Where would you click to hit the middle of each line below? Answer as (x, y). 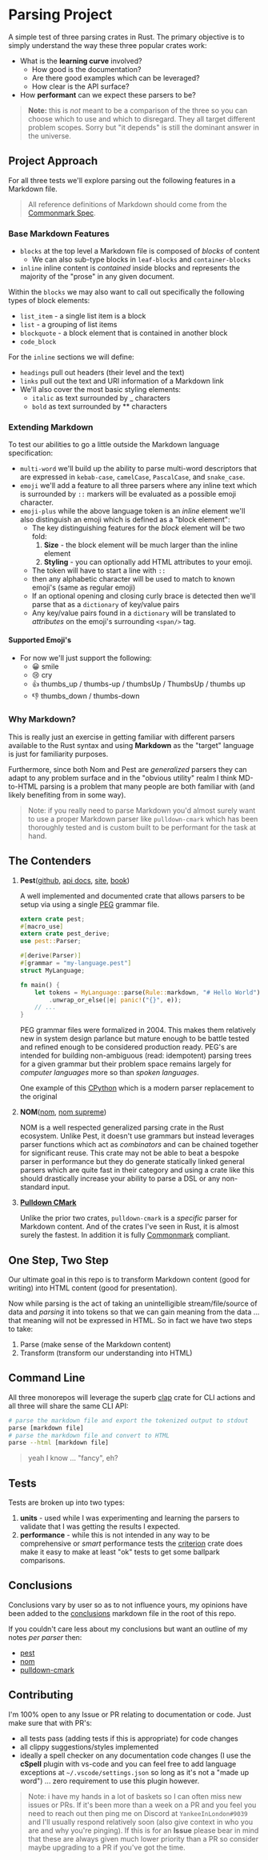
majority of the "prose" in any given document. (97, 277)
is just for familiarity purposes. (58, 754)
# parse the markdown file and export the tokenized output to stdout (128, 1420)
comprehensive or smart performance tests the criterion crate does (131, 1544)
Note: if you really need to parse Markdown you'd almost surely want (142, 810)
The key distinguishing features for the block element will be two (138, 528)
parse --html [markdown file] (59, 1443)
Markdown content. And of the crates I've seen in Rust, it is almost (129, 1226)
